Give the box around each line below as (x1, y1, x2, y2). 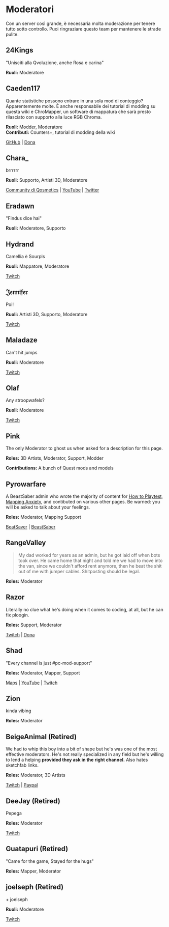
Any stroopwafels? (6, 397, 45, 403)
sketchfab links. (6, 762, 39, 768)
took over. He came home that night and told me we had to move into (18, 557, 163, 564)
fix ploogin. (6, 612, 29, 618)
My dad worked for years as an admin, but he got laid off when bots (18, 552, 160, 558)
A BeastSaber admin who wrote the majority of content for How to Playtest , (6, 493, 163, 499)
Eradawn (6, 202, 35, 210)
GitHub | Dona (6, 139, 36, 145)
